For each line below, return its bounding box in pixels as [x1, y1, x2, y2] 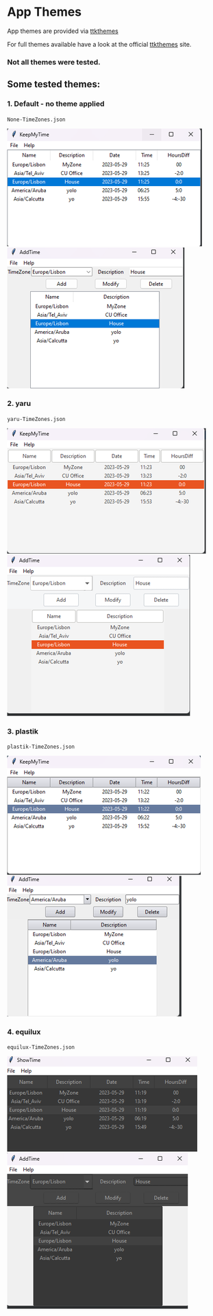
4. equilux [7, 1028, 41, 1037]
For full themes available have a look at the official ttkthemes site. [7, 40, 192, 48]
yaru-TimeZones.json [7, 416, 66, 422]
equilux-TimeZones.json [7, 1044, 75, 1051]
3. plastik [7, 726, 39, 736]
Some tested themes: [7, 78, 101, 90]
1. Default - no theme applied [7, 99, 105, 109]
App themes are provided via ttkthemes [7, 27, 118, 35]
